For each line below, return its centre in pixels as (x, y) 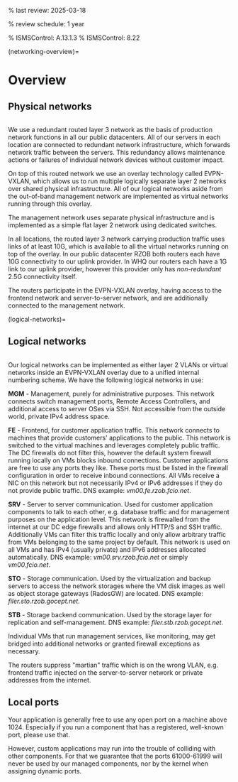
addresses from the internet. (50, 680)
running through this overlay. (50, 204)
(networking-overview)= (44, 51)
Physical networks (50, 106)
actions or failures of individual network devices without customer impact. (116, 160)
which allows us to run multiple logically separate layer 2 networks (129, 181)
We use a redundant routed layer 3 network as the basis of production (110, 130)
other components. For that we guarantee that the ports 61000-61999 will (115, 756)
